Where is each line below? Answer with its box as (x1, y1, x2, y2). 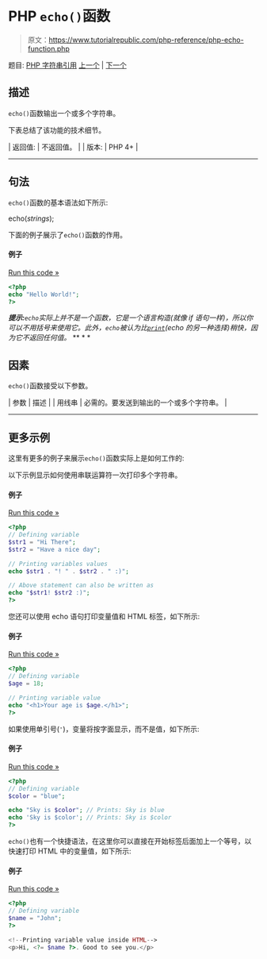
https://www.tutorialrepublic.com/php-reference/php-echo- (48, 35, 244, 44)
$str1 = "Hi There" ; (8, 537, 77, 546)
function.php (27, 44, 70, 53)
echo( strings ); (8, 214, 55, 223)
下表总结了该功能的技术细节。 (8, 125, 105, 135)
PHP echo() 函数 (8, 7, 111, 25)
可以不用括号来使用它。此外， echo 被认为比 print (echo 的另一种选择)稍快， (8, 323, 251, 333)
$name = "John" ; (8, 914, 62, 922)
